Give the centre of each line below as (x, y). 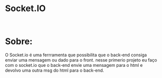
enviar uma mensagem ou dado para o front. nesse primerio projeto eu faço (81, 60)
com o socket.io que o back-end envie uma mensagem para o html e (74, 65)
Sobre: (19, 41)
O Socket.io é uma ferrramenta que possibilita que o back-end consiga (76, 55)
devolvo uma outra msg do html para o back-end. (55, 70)
